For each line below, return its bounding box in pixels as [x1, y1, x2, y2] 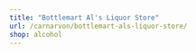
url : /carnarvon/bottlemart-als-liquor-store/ [9, 22, 188, 31]
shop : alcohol [9, 30, 63, 39]
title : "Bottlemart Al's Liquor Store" [9, 13, 160, 22]
